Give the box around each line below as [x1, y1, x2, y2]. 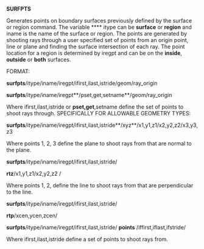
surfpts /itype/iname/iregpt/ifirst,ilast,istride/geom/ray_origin [6, 79, 158, 87]
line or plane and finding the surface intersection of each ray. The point [6, 43, 185, 50]
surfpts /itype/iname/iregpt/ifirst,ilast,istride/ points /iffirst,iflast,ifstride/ [6, 224, 186, 231]
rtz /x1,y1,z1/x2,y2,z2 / [6, 170, 62, 177]
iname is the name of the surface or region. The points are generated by [6, 30, 188, 37]
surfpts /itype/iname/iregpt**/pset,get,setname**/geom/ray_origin [6, 92, 172, 98]
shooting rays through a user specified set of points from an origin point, [6, 37, 189, 43]
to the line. [6, 189, 33, 195]
